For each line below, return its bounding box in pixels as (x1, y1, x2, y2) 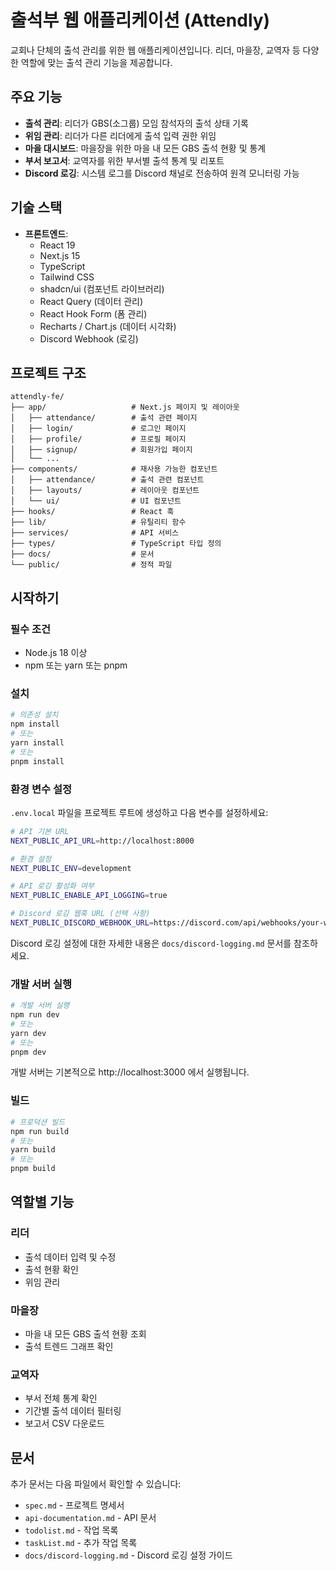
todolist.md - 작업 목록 (24, 1524, 119, 1536)
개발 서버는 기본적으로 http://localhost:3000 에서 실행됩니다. (10, 1066, 250, 1078)
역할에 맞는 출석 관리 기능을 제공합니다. (20, 56, 173, 68)
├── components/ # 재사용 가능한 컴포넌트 (10, 464, 218, 475)
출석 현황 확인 (24, 1263, 79, 1275)
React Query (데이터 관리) (39, 295, 144, 307)
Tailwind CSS (39, 271, 95, 283)
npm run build (10, 1126, 70, 1136)
